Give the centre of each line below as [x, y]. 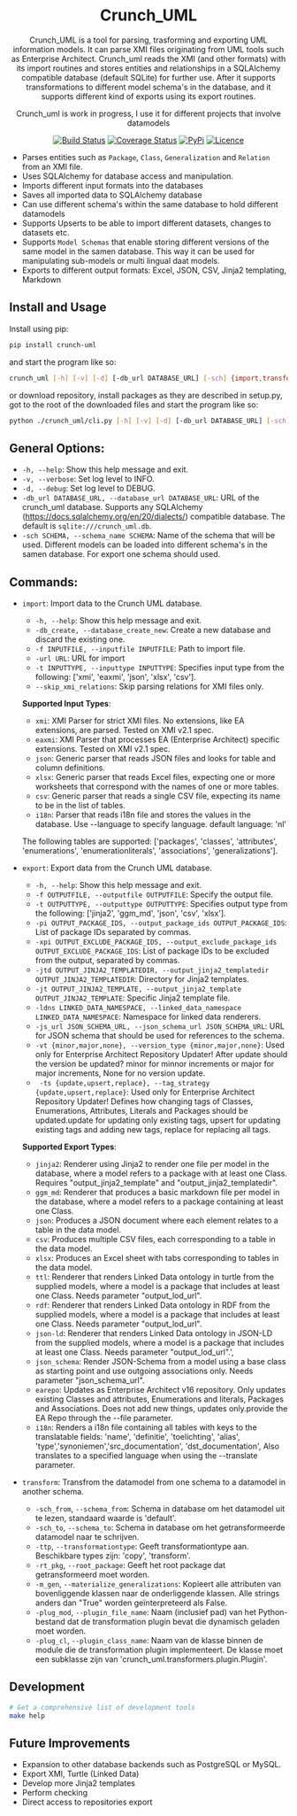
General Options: [57, 448]
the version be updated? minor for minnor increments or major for [155, 1064]
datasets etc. [46, 232]
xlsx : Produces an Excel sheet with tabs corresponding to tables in [157, 1258]
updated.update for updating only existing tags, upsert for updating [158, 1120]
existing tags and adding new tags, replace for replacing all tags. [153, 1129]
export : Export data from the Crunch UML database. [117, 868]
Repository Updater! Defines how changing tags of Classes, [144, 1101]
